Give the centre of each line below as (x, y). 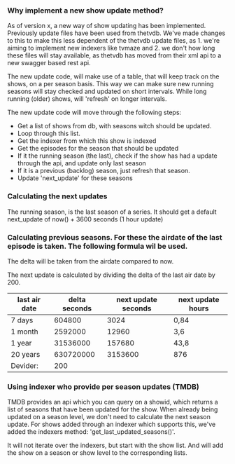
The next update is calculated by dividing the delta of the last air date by (111, 275)
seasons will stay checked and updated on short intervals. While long (107, 91)
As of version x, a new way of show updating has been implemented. (107, 26)
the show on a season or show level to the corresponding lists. (97, 453)
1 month (24, 332)
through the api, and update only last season (82, 163)
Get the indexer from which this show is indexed (87, 141)
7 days (22, 320)
